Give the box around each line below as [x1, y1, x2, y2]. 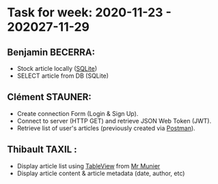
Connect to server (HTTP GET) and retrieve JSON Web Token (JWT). [16, 117, 212, 125]
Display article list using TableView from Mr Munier [16, 162, 161, 170]
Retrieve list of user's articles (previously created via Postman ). [16, 124, 196, 132]
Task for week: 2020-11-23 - [7, 5, 172, 20]
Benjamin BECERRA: [7, 46, 96, 58]
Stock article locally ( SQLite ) [16, 65, 98, 72]
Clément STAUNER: [7, 91, 92, 103]
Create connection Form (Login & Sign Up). [16, 109, 139, 117]
